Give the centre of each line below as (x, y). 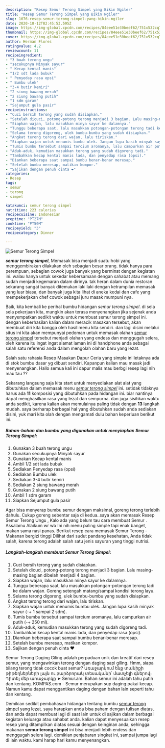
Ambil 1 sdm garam (32, 495)
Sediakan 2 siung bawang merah (46, 485)
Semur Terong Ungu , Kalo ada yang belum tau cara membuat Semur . (76, 520)
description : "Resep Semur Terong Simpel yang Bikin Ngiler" (69, 10)
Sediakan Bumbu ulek (35, 474)
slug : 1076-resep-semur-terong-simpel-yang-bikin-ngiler (65, 19)
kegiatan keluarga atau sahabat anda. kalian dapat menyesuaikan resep (78, 719)
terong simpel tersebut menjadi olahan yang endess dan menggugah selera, (82, 338)
